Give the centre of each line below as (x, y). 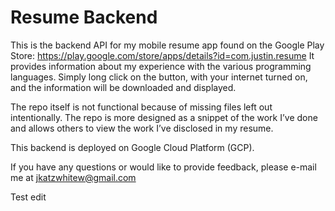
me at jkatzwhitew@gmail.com (73, 177)
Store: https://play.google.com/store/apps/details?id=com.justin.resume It (162, 55)
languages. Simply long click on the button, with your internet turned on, (159, 77)
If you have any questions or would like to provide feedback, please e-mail (163, 167)
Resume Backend (84, 17)
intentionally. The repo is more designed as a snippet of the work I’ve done (164, 117)
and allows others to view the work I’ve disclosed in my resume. (142, 128)
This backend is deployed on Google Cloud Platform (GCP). (132, 147)
